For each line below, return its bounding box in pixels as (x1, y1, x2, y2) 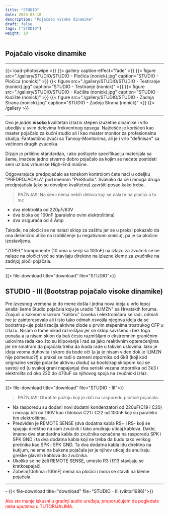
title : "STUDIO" (5, 7, 39, 13)
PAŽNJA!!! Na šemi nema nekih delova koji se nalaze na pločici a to (17, 191, 157, 197)
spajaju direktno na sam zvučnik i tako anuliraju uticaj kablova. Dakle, (12, 425, 156, 431)
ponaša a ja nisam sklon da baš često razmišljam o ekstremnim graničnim (5, 333, 157, 339)
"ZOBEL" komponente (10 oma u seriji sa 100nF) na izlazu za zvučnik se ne (5, 247, 160, 253)
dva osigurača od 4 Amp (12, 217, 64, 223)
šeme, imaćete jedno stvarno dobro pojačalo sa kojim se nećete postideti (5, 156, 157, 162)
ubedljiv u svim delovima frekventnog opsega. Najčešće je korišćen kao (5, 124, 154, 131)
